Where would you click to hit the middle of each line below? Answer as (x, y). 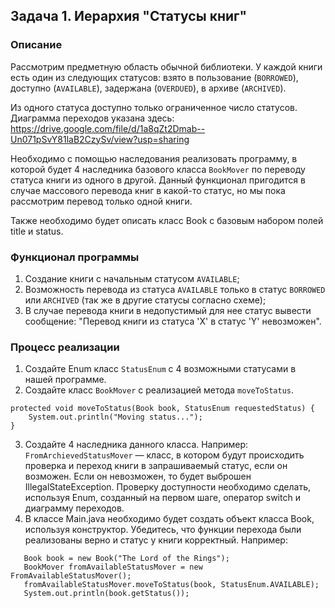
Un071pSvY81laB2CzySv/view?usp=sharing (100, 139)
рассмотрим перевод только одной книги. (101, 201)
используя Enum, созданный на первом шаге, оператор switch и (162, 498)
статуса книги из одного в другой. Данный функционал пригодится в (158, 180)
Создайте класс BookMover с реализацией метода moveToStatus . (159, 390)
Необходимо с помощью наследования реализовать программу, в (154, 158)
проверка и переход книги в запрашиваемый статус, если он (156, 466)
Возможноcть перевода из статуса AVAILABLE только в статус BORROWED (175, 289)
